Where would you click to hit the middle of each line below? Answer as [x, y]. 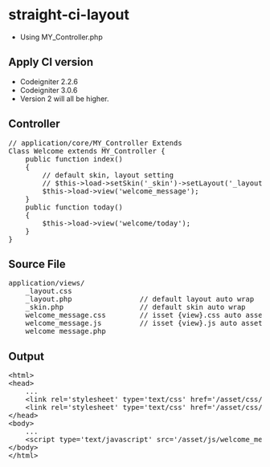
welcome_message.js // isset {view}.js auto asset [144, 323]
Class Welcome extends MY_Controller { [87, 151]
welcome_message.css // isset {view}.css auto [133, 315]
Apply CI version [51, 62]
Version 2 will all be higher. [64, 99]
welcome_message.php [65, 331]
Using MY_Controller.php [61, 37]
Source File [37, 264]
